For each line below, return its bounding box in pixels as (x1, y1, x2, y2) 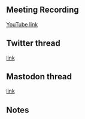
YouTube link (6, 20, 38, 28)
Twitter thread (6, 38, 61, 49)
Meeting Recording (6, 5, 79, 15)
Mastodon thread (6, 72, 72, 82)
